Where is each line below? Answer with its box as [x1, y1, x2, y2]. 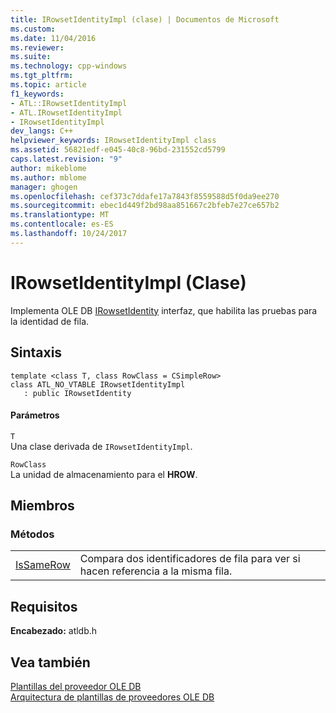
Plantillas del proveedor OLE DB [10, 681, 142, 693]
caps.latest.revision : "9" [10, 154, 123, 164]
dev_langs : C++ [10, 126, 74, 136]
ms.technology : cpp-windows [10, 61, 128, 71]
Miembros [10, 497, 75, 515]
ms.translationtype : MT [10, 210, 110, 220]
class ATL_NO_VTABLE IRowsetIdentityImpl [10, 379, 186, 390]
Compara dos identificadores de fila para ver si [79, 552, 301, 566]
